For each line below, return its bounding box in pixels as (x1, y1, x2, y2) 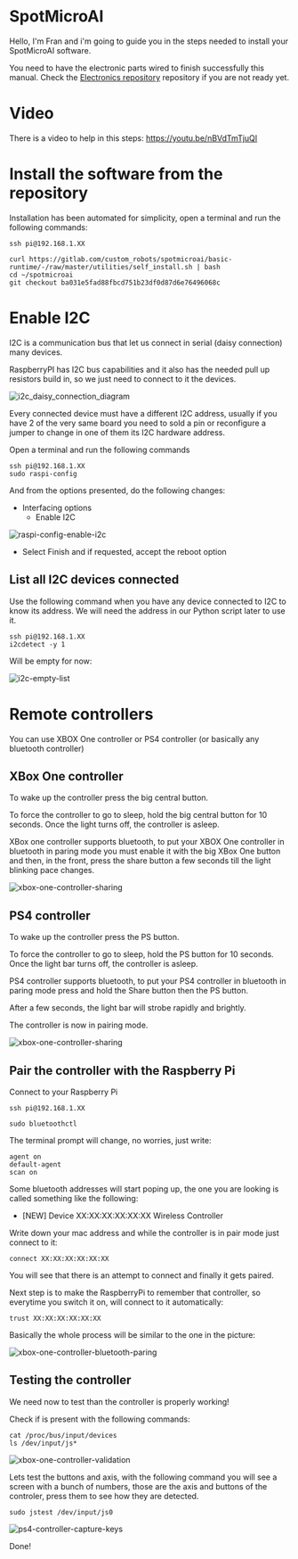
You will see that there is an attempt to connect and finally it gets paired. (9, 1269, 274, 1281)
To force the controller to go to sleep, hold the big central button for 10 (9, 810, 268, 821)
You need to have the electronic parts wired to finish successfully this (9, 62, 265, 73)
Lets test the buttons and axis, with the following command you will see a (9, 1472, 278, 1482)
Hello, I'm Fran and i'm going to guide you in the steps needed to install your (9, 36, 289, 46)
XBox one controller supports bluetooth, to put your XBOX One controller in (9, 837, 285, 847)
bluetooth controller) (9, 743, 85, 754)
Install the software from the (9, 164, 223, 185)
